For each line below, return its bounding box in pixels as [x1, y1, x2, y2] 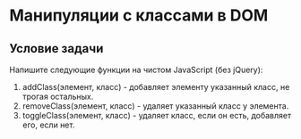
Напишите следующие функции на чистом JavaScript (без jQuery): [9, 64, 263, 75]
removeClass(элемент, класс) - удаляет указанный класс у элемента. [21, 101, 289, 111]
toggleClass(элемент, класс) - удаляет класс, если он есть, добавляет [21, 110, 292, 120]
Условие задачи [9, 41, 104, 56]
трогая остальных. [21, 91, 94, 102]
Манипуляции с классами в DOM [9, 5, 269, 26]
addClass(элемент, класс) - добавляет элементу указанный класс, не [21, 82, 290, 92]
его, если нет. [21, 119, 75, 130]
